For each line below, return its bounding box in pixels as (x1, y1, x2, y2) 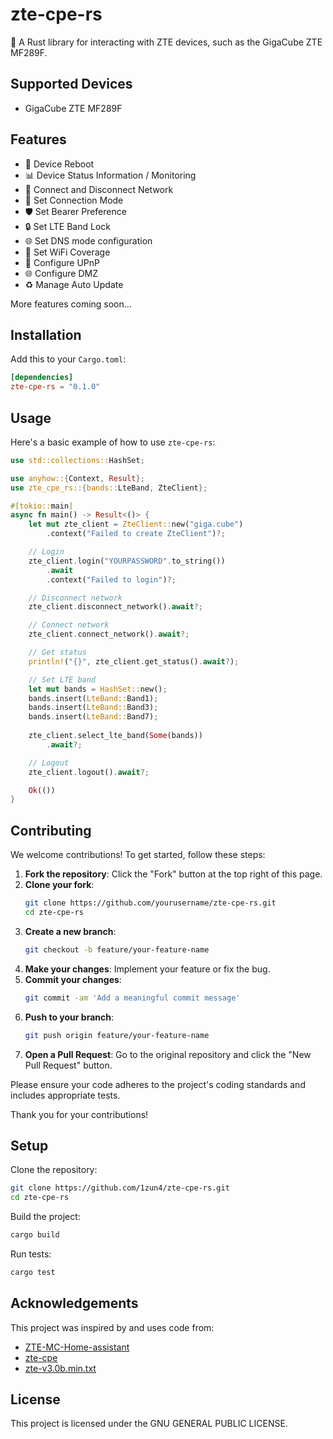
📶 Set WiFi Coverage (24, 246, 111, 258)
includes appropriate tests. (10, 1089, 121, 1101)
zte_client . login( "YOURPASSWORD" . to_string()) (28, 556, 226, 566)
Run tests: (10, 1248, 52, 1260)
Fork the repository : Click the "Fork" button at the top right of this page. (24, 868, 323, 880)
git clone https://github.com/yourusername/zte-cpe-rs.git (24, 898, 277, 908)
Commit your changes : (24, 973, 122, 985)
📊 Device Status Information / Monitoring (24, 169, 197, 181)
